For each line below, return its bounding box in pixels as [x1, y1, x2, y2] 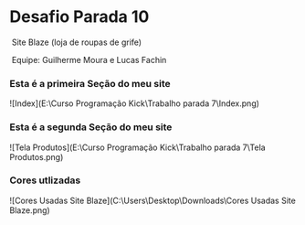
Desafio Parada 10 [9, 6, 150, 27]
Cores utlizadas [9, 174, 81, 187]
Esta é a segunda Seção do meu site [9, 121, 173, 134]
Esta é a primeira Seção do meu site [9, 77, 171, 90]
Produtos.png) [9, 151, 64, 162]
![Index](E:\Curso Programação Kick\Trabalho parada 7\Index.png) [9, 98, 260, 109]
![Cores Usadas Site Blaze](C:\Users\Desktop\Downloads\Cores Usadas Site [9, 195, 297, 206]
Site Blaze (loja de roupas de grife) [11, 37, 142, 48]
